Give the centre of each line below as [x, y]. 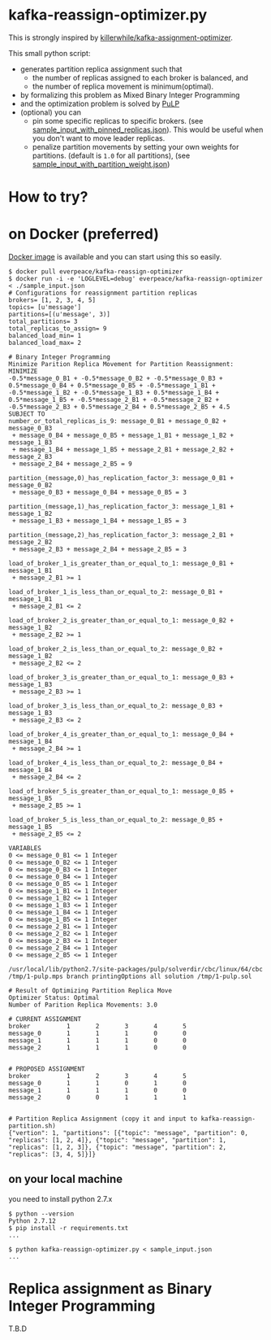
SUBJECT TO [27, 414]
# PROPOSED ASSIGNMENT [47, 1069]
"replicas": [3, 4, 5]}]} [52, 1154]
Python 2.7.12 [32, 1221]
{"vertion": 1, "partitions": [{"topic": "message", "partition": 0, [129, 1133]
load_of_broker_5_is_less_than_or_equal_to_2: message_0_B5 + [116, 820]
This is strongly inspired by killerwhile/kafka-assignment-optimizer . [121, 37]
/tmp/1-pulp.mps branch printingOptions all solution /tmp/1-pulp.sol [130, 977]
